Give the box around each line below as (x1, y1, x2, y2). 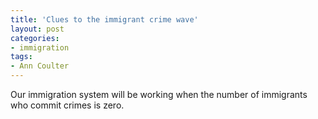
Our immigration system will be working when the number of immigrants (10, 89, 308, 100)
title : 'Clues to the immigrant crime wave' (10, 14, 199, 25)
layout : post (10, 24, 65, 34)
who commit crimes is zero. (10, 99, 125, 111)
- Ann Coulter (10, 61, 70, 71)
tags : (10, 52, 33, 62)
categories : (10, 33, 60, 43)
